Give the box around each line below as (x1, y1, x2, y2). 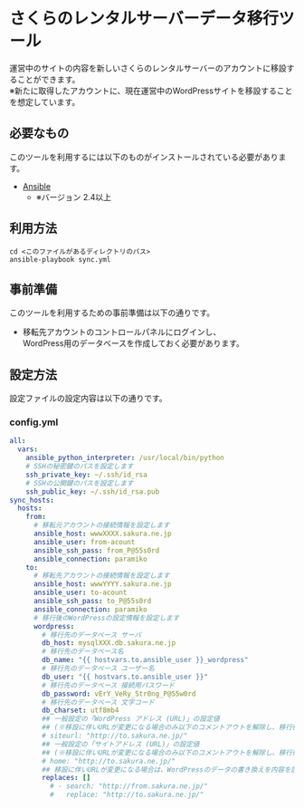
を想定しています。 (9, 96, 81, 107)
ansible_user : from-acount (33, 537, 136, 546)
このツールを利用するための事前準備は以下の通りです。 (9, 307, 215, 318)
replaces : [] (42, 774, 91, 783)
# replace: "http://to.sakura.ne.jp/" (49, 790, 204, 800)
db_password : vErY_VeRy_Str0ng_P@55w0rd (42, 689, 196, 698)
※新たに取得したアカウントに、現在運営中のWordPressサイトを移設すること (9, 85, 293, 96)
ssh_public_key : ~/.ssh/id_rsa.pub (25, 486, 160, 496)
